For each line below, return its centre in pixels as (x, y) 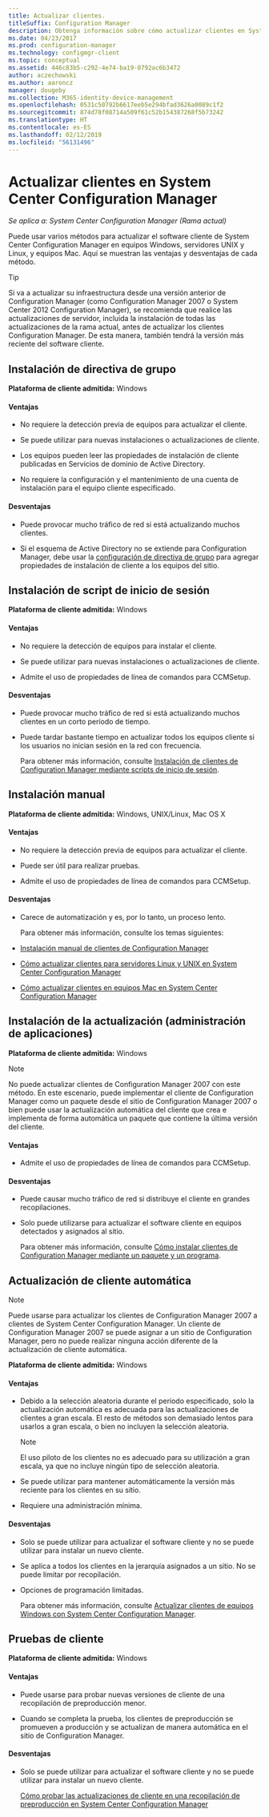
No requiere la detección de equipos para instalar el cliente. (118, 646)
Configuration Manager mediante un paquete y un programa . (120, 1255)
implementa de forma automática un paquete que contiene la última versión (133, 1118)
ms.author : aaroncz (41, 82)
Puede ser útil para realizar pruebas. (80, 865)
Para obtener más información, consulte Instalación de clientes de (129, 760)
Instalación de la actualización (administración (127, 1021)
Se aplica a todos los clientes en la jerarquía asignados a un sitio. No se (138, 1566)
